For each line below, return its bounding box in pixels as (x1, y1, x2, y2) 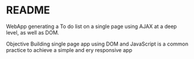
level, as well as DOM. (6, 29, 60, 36)
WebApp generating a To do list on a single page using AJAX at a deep (6, 23, 177, 30)
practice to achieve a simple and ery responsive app (6, 46, 132, 53)
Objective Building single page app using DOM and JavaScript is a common (6, 40, 189, 47)
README (6, 4, 50, 17)
